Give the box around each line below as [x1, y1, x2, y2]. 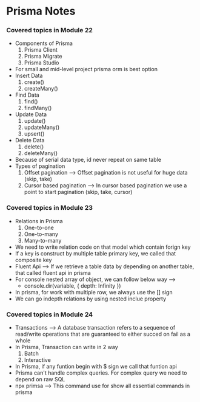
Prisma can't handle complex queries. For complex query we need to [15, 369, 187, 376]
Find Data [15, 91, 39, 99]
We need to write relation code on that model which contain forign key [15, 243, 191, 251]
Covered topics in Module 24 [6, 310, 93, 319]
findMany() [24, 105, 52, 112]
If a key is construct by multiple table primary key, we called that [15, 249, 176, 257]
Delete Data [15, 137, 45, 144]
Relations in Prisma [15, 217, 63, 224]
